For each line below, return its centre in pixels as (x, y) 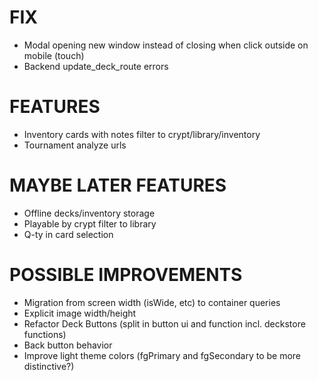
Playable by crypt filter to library (90, 223)
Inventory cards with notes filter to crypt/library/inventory (142, 134)
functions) (45, 334)
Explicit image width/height (80, 313)
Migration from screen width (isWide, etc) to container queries (152, 302)
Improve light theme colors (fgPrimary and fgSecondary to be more (162, 355)
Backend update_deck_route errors (96, 66)
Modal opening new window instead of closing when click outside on (166, 45)
